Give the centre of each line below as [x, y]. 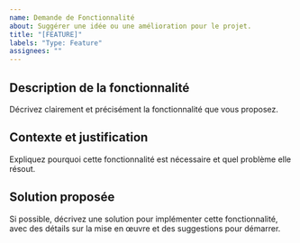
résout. [23, 168]
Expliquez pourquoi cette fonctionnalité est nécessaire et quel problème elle [150, 159]
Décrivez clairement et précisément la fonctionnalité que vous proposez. [144, 109]
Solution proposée [62, 198]
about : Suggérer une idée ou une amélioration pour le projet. [131, 26]
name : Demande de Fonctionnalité [72, 18]
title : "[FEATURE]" [46, 34]
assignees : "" [36, 51]
